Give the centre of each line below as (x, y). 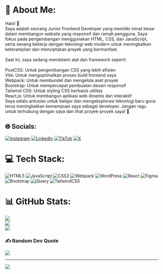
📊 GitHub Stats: (38, 201)
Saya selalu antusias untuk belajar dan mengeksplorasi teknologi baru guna (81, 101)
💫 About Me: (31, 10)
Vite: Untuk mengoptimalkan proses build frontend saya (61, 75)
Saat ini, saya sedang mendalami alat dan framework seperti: (66, 59)
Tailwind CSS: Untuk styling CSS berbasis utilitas (54, 91)
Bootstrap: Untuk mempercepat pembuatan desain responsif (65, 85)
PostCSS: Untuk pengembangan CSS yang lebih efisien (60, 70)
